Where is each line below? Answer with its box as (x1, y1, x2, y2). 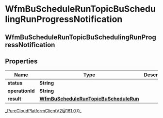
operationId (7, 87, 35, 94)
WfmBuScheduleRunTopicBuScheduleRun (39, 96, 139, 102)
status (7, 80, 23, 86)
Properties (5, 57, 38, 65)
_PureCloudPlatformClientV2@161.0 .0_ (5, 108, 81, 114)
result (7, 96, 22, 102)
